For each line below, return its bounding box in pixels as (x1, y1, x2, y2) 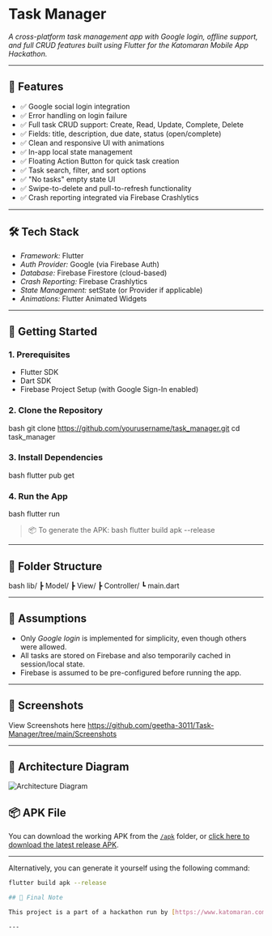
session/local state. (19, 659, 85, 669)
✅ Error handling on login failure (19, 110, 128, 120)
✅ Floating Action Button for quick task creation (19, 155, 180, 166)
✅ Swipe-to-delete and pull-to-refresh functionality (19, 183, 192, 193)
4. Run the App (8, 491, 69, 502)
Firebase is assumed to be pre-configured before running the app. (19, 667, 242, 677)
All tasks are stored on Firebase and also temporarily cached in (19, 650, 231, 660)
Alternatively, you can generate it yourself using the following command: (8, 863, 250, 873)
